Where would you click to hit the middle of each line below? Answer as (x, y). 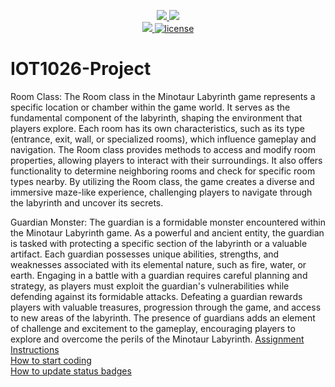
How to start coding (51, 360)
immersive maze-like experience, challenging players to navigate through (161, 192)
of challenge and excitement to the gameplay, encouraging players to (153, 328)
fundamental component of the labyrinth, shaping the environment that (156, 117)
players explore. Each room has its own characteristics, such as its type (158, 128)
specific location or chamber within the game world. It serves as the (150, 107)
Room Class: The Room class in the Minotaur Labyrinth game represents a (163, 96)
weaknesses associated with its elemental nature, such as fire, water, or (158, 264)
